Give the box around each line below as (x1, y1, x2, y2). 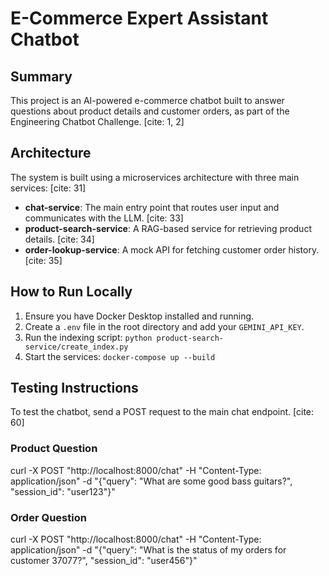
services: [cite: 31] (10, 182, 87, 194)
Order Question (10, 510, 87, 524)
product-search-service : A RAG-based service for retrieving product (24, 222, 312, 234)
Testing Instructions (10, 380, 139, 397)
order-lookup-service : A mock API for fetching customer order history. (24, 243, 320, 256)
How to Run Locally (10, 283, 133, 301)
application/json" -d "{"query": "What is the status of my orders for (10, 544, 287, 556)
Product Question (10, 442, 98, 456)
